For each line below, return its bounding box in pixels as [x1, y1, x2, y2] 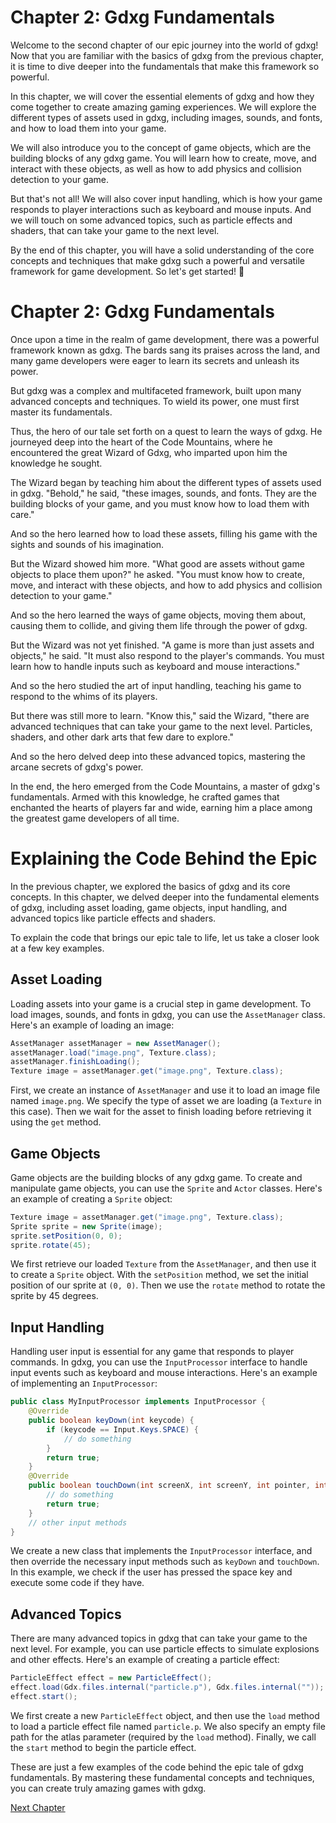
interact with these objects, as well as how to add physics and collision [10, 162, 302, 175]
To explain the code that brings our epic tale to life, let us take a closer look [10, 931, 320, 943]
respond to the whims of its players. [10, 690, 158, 702]
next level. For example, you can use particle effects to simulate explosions [10, 1643, 320, 1655]
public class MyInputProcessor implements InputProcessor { [10, 1397, 267, 1407]
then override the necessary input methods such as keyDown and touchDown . [10, 1556, 320, 1568]
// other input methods [28, 1517, 128, 1528]
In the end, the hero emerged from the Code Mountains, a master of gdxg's [10, 780, 321, 792]
